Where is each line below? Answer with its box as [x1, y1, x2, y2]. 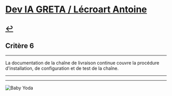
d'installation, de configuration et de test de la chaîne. [5, 65, 119, 71]
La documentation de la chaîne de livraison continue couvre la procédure [5, 60, 160, 66]
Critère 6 [5, 41, 34, 50]
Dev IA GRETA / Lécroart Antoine [5, 4, 147, 15]
